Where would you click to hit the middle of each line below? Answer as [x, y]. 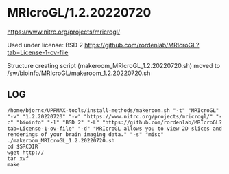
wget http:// [26, 153]
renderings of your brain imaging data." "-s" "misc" [86, 134]
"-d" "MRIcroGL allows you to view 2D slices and [150, 129]
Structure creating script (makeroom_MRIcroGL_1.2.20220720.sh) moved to [114, 65]
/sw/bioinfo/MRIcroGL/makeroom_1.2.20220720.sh [79, 73]
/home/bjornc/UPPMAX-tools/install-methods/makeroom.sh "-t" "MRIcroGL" [113, 110]
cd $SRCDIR [23, 146]
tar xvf [18, 159]
